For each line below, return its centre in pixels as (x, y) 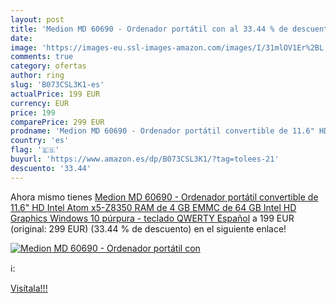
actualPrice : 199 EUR (55, 94)
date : (21, 38)
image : (24, 47)
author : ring (37, 76)
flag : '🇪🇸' (35, 150)
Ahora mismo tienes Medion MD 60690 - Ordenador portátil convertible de (164, 197)
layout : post (37, 19)
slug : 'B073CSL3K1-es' (57, 85)
